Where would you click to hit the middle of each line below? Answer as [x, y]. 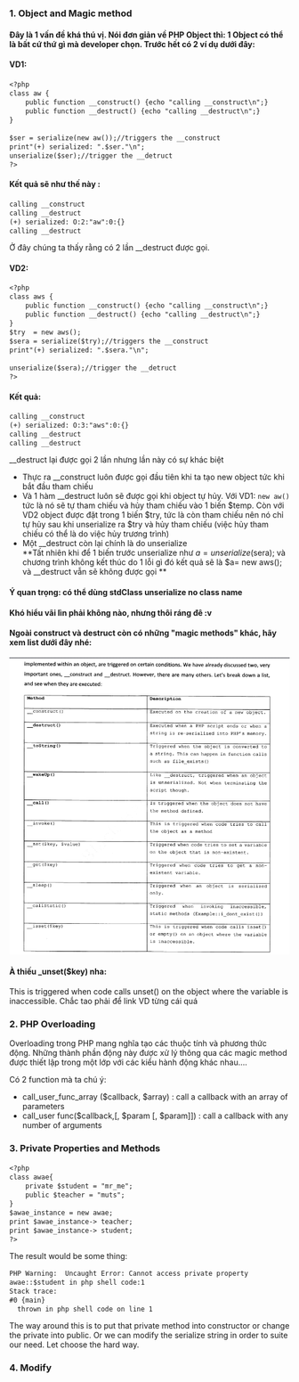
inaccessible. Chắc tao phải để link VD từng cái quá [104, 1002]
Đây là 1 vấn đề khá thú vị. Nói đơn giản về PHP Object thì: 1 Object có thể [146, 35]
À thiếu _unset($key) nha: [58, 972]
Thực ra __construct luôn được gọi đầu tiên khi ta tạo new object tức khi [153, 477]
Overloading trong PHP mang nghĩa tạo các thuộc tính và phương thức [138, 1043]
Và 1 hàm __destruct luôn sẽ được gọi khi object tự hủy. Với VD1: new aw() [156, 496]
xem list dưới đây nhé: [51, 642]
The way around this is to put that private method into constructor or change [149, 1325]
